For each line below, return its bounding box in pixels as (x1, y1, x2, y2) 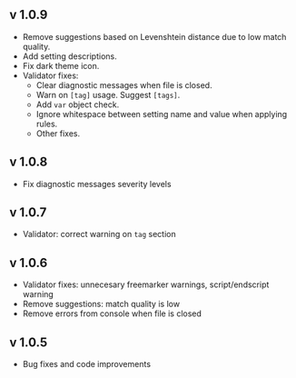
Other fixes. (35, 127, 81, 139)
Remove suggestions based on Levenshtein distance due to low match (22, 31, 287, 42)
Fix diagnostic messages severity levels (22, 178, 172, 189)
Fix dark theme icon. (22, 60, 100, 71)
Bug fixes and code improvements (22, 359, 152, 370)
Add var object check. (35, 99, 120, 110)
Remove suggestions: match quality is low (22, 299, 180, 310)
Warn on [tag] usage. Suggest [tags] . (35, 89, 181, 100)
